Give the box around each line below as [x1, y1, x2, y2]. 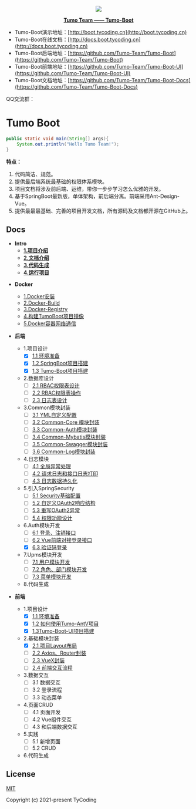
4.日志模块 [23, 456, 49, 463]
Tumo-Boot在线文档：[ [14, 36, 70, 43]
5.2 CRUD [32, 744, 56, 751]
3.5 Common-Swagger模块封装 [32, 441, 108, 447]
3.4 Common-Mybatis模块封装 [32, 433, 106, 440]
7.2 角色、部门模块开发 [32, 565, 87, 572]
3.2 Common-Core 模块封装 [32, 419, 100, 426]
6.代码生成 [23, 751, 49, 759]
